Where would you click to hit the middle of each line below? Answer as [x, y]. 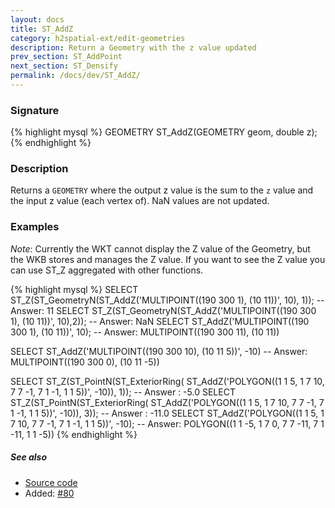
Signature [35, 110]
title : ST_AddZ [42, 29]
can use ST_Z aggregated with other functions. [107, 270]
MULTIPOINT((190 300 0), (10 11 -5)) [85, 362]
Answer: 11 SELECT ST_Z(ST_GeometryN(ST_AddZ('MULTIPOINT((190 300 [163, 310]
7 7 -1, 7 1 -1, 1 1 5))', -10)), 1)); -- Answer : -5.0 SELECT [123, 392]
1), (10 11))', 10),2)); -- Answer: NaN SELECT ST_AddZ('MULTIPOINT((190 [160, 321]
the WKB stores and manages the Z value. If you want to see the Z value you [168, 259]
